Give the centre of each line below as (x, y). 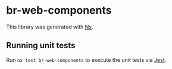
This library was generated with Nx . (50, 27)
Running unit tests (41, 46)
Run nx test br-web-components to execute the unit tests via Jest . (86, 59)
